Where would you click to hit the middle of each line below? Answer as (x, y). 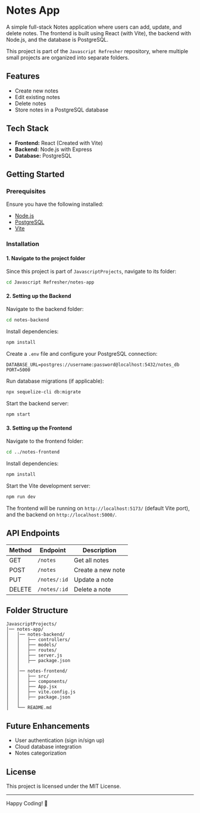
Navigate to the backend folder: (45, 309)
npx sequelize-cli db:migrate (44, 392)
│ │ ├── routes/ (32, 650)
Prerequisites (26, 191)
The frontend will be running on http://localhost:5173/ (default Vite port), (98, 508)
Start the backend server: (37, 404)
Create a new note (100, 569)
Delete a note (93, 589)
